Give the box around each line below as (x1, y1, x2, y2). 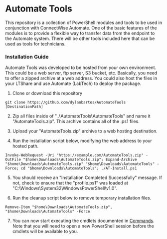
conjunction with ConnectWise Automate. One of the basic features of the (5, 24, 157, 30)
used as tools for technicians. (5, 40, 66, 46)
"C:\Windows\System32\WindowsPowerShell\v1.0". (12, 185, 118, 191)
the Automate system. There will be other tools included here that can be (5, 35, 155, 41)
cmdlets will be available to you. (12, 228, 78, 234)
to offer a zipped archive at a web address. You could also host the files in (5, 75, 158, 81)
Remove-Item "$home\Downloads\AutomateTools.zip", (5, 204, 113, 210)
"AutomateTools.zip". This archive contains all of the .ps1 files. (12, 118, 140, 124)
